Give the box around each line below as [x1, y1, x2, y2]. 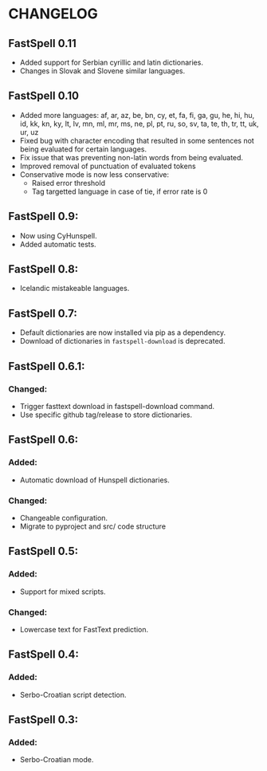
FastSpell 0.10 [8, 89, 80, 103]
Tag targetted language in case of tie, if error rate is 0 [31, 187, 208, 196]
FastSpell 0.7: [8, 306, 78, 320]
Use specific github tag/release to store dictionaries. [19, 410, 193, 419]
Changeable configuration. [19, 513, 108, 522]
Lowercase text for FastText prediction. [19, 624, 149, 634]
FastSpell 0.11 [8, 37, 77, 50]
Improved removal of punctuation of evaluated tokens [19, 161, 197, 171]
